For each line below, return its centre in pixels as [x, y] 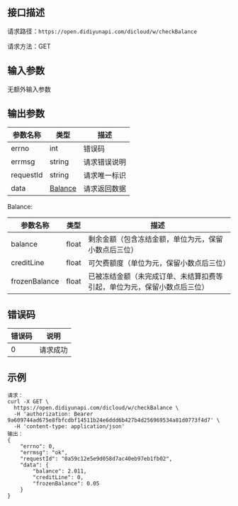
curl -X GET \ [28, 402]
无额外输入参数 [29, 89]
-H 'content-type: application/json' [69, 427]
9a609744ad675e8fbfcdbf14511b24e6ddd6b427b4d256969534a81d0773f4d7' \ [114, 420]
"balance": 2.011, [60, 471]
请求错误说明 [104, 162]
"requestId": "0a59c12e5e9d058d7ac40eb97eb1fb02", [96, 459]
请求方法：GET [29, 46]
